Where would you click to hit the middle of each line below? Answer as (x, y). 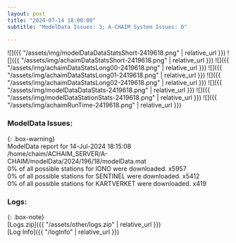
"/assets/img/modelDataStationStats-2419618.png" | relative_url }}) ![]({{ (112, 98)
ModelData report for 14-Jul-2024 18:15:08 (69, 146)
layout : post (26, 14)
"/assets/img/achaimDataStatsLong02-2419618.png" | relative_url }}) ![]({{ (115, 83)
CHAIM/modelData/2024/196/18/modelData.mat (77, 161)
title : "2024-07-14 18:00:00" (52, 20)
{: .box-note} (26, 217)
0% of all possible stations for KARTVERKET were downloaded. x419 (107, 183)
